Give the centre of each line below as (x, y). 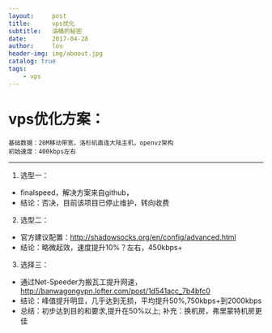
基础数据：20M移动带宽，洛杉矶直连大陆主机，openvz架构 (91, 143)
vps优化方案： (57, 119)
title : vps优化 (42, 24)
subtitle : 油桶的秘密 (45, 31)
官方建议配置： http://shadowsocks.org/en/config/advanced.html (128, 237)
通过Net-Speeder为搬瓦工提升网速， (81, 282)
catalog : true (32, 62)
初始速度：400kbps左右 (42, 151)
